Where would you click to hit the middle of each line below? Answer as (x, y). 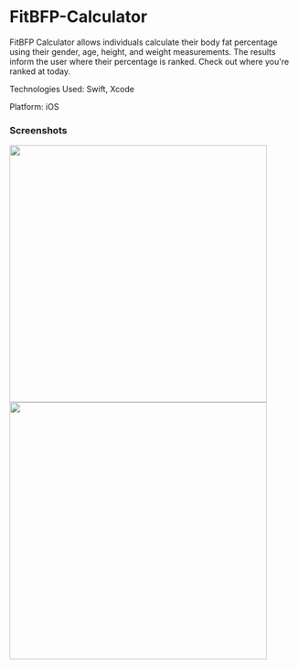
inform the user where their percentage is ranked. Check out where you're (149, 61)
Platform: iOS (34, 106)
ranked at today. (40, 71)
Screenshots (38, 130)
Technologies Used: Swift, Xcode (72, 89)
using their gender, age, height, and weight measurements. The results (143, 51)
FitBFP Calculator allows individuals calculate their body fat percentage (144, 42)
